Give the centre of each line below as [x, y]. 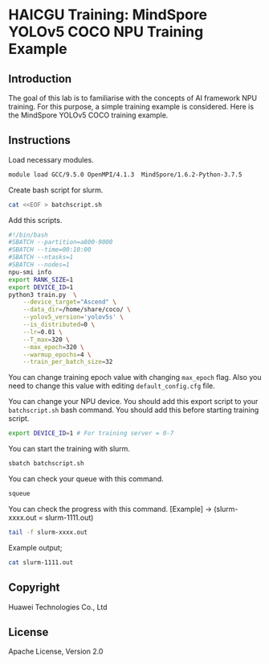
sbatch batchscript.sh [46, 464]
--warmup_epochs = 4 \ [57, 355]
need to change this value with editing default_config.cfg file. [112, 386]
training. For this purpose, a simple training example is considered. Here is [131, 107]
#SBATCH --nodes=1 [39, 265]
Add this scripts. [35, 220]
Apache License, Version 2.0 [56, 652]
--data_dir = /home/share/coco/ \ [77, 310]
